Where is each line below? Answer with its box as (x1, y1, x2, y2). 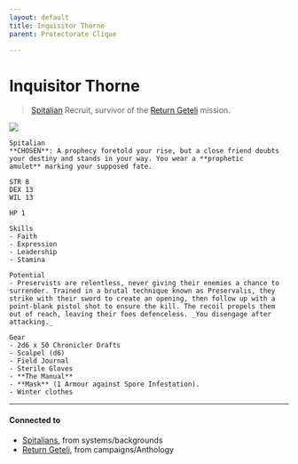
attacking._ (9, 317, 53, 327)
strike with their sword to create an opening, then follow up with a (9, 294, 276, 303)
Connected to (9, 414, 60, 425)
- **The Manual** (9, 372, 74, 381)
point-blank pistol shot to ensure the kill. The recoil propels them (9, 302, 276, 311)
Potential (9, 271, 46, 280)
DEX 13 (9, 186, 34, 195)
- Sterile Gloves (9, 364, 74, 373)
